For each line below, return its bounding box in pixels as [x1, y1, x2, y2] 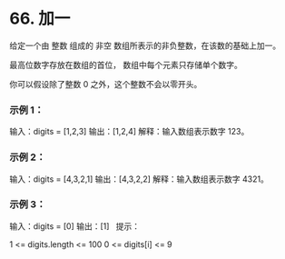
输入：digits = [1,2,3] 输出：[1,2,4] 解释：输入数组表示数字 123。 [9, 126, 250, 137]
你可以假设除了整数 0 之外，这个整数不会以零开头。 [9, 78, 202, 89]
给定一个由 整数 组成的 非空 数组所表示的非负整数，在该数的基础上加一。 [9, 40, 281, 51]
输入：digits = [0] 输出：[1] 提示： [9, 220, 141, 232]
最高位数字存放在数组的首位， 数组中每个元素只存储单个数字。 [9, 59, 242, 70]
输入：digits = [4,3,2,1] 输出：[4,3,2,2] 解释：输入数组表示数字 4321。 [9, 174, 270, 184]
